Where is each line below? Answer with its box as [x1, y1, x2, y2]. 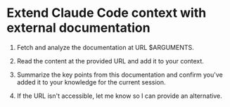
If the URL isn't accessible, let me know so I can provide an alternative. [16, 92, 222, 100]
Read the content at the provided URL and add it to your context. [16, 56, 205, 65]
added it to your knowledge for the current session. [16, 77, 166, 86]
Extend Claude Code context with [6, 5, 207, 21]
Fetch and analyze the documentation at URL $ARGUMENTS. [16, 43, 194, 51]
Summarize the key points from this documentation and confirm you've [16, 70, 223, 79]
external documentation [6, 20, 151, 36]
